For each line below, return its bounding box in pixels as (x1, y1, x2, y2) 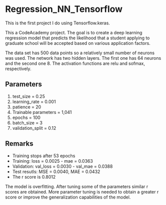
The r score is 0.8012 (12, 174, 56, 180)
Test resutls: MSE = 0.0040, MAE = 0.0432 (12, 168, 100, 175)
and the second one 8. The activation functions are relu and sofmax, (5, 60, 145, 66)
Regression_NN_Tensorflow (5, 3, 123, 15)
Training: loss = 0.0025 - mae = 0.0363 (12, 158, 93, 164)
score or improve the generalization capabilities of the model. (5, 194, 131, 200)
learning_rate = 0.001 (12, 99, 56, 104)
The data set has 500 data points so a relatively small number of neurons (5, 50, 155, 56)
